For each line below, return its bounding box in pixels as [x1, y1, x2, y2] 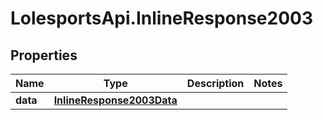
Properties [10, 47, 78, 64]
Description [186, 77, 245, 90]
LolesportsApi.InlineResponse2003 [10, 7, 314, 30]
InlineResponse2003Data [53, 93, 178, 107]
